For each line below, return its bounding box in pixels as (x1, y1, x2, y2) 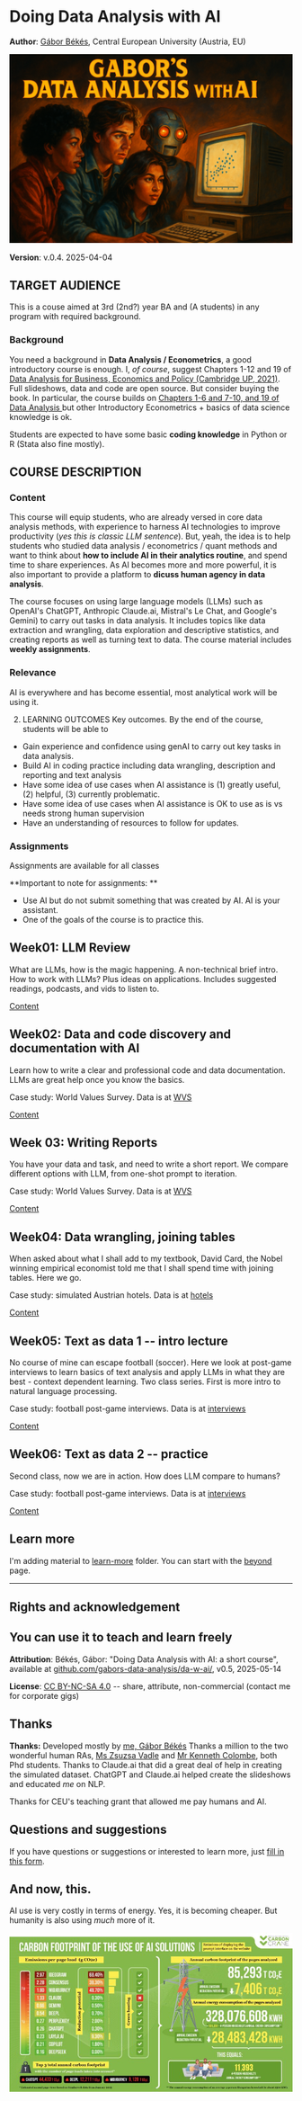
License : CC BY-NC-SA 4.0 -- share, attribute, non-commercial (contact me (9, 1680, 291, 1692)
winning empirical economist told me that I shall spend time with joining (9, 1263, 274, 1274)
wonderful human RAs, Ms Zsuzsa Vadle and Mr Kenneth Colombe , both (9, 1749, 278, 1760)
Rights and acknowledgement (9, 1599, 181, 1615)
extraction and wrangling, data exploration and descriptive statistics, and (9, 625, 280, 636)
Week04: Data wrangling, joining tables (9, 1229, 235, 1245)
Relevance (9, 666, 57, 679)
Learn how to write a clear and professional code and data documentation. (9, 1064, 286, 1076)
